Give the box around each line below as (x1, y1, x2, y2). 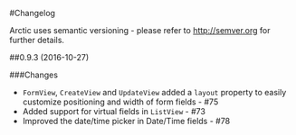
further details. (9, 35, 65, 45)
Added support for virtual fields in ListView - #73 (22, 106, 206, 116)
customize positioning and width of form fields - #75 (22, 96, 219, 107)
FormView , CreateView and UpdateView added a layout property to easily (22, 87, 287, 97)
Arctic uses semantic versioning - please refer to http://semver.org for (9, 25, 271, 35)
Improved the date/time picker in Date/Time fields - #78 (22, 116, 231, 126)
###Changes (9, 69, 59, 80)
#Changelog (9, 8, 56, 18)
